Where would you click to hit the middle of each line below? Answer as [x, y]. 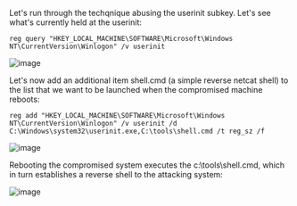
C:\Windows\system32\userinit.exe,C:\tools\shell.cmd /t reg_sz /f [137, 131]
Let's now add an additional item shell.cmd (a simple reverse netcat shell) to [149, 80]
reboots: [25, 99]
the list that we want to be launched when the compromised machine [136, 90]
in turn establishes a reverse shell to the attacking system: [116, 174]
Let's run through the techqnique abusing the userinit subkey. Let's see [140, 13]
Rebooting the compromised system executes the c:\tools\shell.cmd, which [147, 165]
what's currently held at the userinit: [76, 22]
